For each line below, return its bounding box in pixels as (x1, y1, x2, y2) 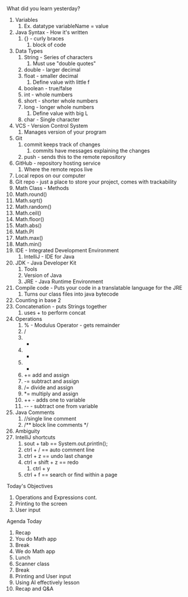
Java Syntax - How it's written (15, 29, 88, 36)
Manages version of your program (23, 128, 107, 135)
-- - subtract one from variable (23, 403, 98, 409)
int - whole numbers (23, 91, 73, 98)
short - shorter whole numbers (23, 97, 98, 104)
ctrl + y (32, 465, 50, 472)
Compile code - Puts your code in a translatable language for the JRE (15, 284, 183, 291)
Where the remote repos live (23, 166, 93, 172)
